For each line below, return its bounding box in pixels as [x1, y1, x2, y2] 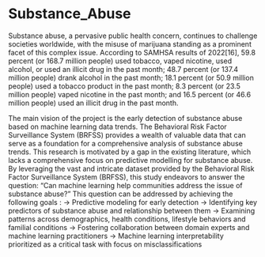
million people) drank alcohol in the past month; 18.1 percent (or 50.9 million [8, 73, 255, 82]
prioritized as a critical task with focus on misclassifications [8, 239, 203, 249]
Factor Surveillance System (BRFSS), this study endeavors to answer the [8, 172, 245, 182]
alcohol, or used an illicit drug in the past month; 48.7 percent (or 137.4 [8, 64, 239, 74]
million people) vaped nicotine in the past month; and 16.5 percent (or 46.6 [8, 89, 252, 99]
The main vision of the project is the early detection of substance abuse [8, 113, 243, 123]
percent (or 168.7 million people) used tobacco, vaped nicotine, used [8, 56, 233, 66]
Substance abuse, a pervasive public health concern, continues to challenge [8, 31, 258, 40]
